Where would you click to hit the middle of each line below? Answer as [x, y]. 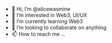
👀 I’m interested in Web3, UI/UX [49, 15]
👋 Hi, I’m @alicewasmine [41, 9]
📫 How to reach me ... [38, 34]
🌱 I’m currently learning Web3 [47, 21]
